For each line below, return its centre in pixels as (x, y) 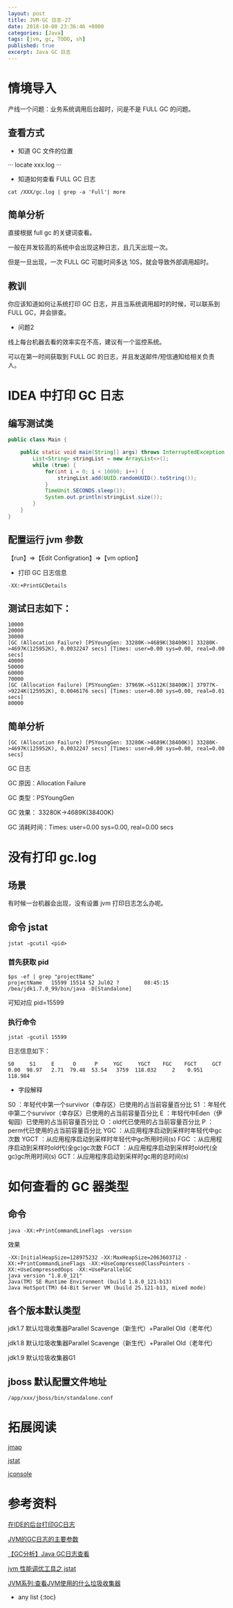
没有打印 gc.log (52, 858)
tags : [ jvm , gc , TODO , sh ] (47, 39)
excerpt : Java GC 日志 (39, 53)
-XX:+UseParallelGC (104, 1269)
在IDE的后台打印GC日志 (41, 1524)
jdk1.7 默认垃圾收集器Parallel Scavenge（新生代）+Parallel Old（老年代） (112, 1329)
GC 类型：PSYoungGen (41, 798)
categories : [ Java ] (36, 33)
